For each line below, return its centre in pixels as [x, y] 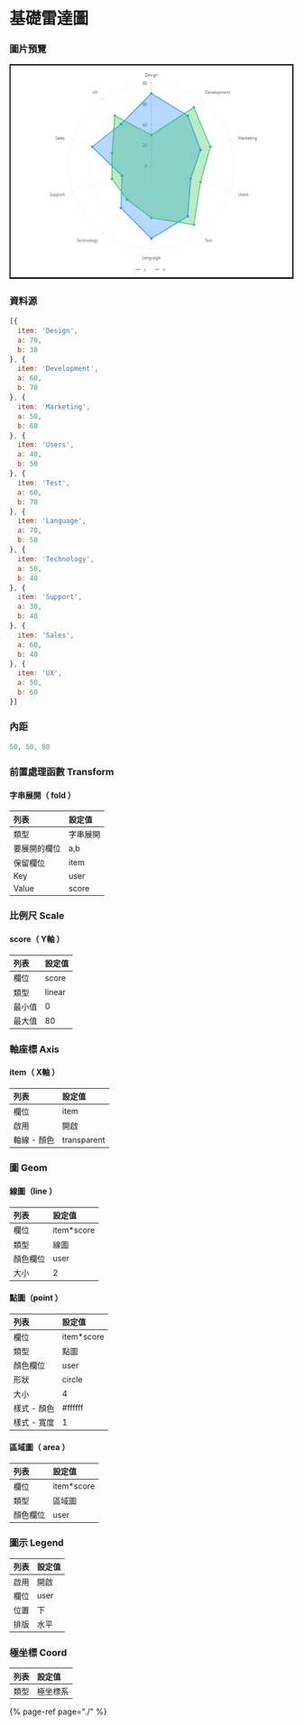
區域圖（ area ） [40, 1447]
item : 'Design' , [48, 330]
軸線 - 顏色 [34, 1140]
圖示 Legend [37, 1543]
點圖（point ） [36, 1298]
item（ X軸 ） [35, 1072]
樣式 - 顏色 [34, 1408]
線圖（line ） [33, 1191]
